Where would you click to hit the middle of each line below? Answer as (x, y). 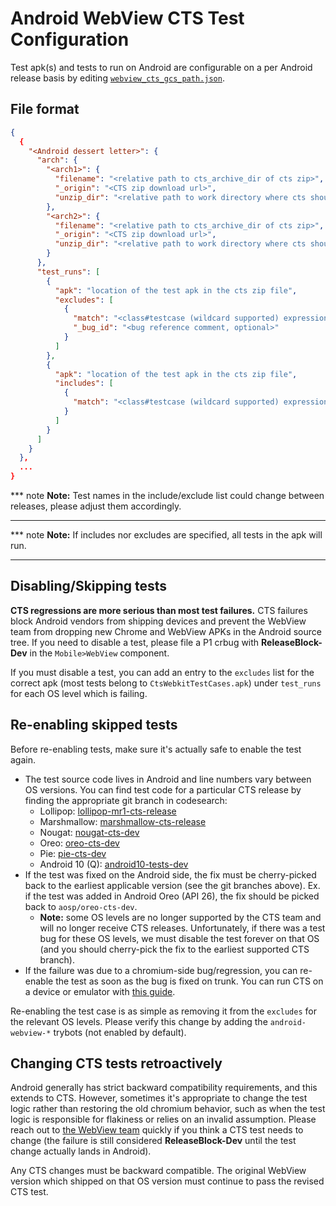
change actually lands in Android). (81, 1151)
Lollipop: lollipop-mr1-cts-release (108, 811)
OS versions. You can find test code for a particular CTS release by (163, 789)
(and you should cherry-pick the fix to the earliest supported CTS (174, 949)
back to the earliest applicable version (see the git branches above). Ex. (172, 885)
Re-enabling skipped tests (94, 725)
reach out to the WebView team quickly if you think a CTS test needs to (157, 1130)
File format (45, 109)
